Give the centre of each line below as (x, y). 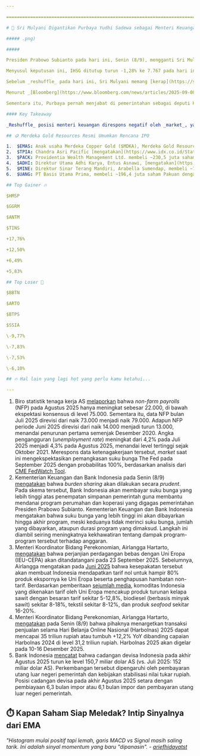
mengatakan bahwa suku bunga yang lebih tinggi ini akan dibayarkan (100, 516)
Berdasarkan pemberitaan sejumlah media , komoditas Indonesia (106, 586)
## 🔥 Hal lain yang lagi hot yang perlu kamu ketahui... (79, 379)
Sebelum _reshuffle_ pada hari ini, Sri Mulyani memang (77, 82)
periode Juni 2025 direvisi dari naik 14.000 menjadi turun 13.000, (94, 427)
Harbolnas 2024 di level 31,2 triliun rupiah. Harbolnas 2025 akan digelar (103, 642)
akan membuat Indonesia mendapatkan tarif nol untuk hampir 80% (97, 573)
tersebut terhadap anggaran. (73, 541)
